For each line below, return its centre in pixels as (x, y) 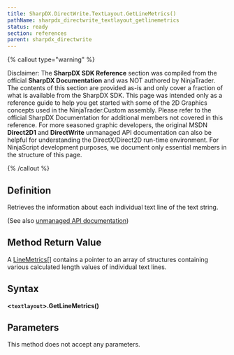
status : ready (28, 27)
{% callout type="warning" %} (51, 59)
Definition (29, 190)
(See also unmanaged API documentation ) (68, 220)
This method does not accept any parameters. (74, 345)
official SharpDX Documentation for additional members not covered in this (115, 118)
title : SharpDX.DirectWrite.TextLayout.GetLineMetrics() (92, 14)
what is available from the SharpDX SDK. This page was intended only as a (115, 96)
